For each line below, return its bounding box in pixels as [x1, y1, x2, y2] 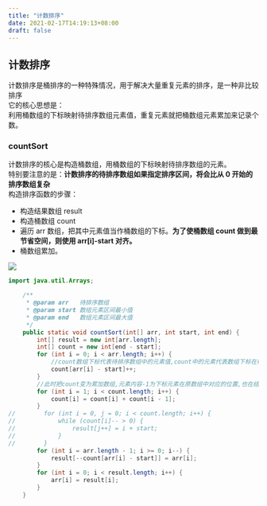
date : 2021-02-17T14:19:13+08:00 [8, 19, 119, 27]
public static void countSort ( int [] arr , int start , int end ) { [22, 328, 240, 337]
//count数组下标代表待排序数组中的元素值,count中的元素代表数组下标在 [50, 358, 257, 366]
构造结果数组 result [19, 206, 83, 216]
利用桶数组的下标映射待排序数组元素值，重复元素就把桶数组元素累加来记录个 [8, 111, 259, 120]
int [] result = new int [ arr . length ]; [37, 336, 161, 344]
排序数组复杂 [8, 180, 50, 189]
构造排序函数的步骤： [8, 189, 78, 199]
